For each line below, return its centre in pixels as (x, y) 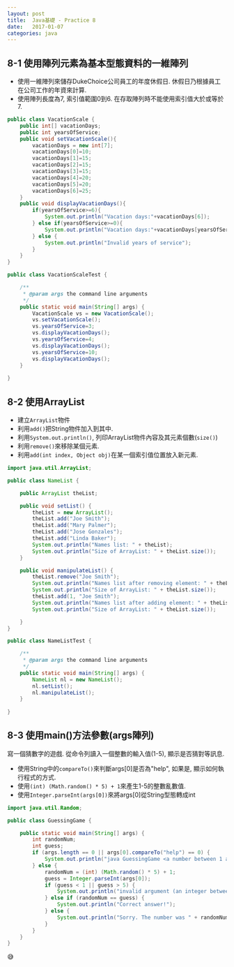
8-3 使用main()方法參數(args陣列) (81, 736)
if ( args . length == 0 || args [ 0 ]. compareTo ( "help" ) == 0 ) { (121, 852)
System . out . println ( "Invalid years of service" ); (118, 243)
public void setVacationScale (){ (68, 139)
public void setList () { (56, 506)
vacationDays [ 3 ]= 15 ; (62, 172)
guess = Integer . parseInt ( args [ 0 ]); (97, 878)
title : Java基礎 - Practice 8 (52, 20)
